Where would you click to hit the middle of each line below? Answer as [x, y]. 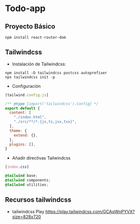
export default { [23, 108]
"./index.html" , [30, 117]
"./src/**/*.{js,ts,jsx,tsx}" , [45, 122]
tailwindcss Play [28, 211]
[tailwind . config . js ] [27, 95]
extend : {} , [26, 135]
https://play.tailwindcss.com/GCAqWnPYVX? [90, 211]
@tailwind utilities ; [27, 185]
